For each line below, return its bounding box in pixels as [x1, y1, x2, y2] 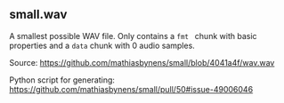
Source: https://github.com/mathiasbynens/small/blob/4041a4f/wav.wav [9, 57, 275, 67]
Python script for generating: [9, 75, 116, 85]
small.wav [9, 7, 68, 22]
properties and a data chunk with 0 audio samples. [9, 40, 196, 51]
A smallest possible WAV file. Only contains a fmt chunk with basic [9, 30, 257, 41]
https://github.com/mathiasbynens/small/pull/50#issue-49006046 [9, 83, 254, 94]
